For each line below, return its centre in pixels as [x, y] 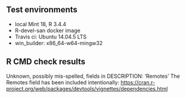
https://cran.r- [138, 82]
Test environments [42, 10]
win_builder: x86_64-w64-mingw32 [59, 43]
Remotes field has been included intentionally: [63, 82]
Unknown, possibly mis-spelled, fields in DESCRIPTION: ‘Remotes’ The [93, 76]
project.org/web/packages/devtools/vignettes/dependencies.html [87, 88]
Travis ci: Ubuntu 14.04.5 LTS [51, 37]
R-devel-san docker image [47, 30]
